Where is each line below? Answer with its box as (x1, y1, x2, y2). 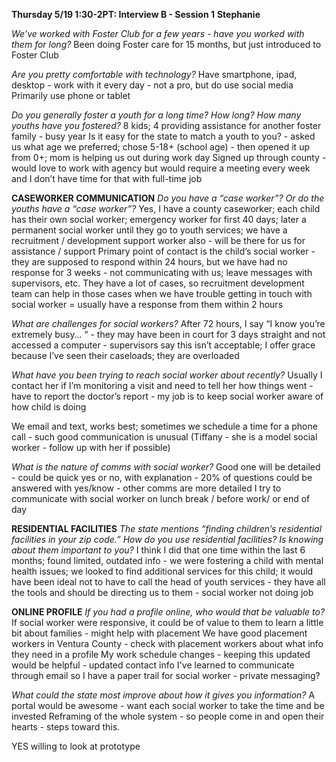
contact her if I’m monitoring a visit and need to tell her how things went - (11, 380, 314, 391)
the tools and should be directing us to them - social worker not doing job (11, 587, 314, 598)
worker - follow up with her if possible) (11, 442, 171, 453)
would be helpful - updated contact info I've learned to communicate (11, 659, 295, 671)
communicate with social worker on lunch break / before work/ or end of (11, 493, 311, 504)
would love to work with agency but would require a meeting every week (11, 162, 311, 174)
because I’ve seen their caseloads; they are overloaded (11, 350, 240, 361)
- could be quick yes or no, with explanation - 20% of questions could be (11, 472, 313, 483)
